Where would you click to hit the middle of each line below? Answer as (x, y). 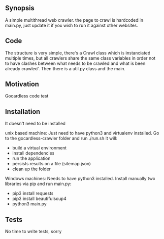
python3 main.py (29, 204)
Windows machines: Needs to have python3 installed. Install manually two (80, 179)
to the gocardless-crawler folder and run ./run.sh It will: (61, 139)
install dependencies (33, 153)
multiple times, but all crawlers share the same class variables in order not (80, 58)
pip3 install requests (33, 193)
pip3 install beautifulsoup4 (39, 199)
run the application (31, 158)
